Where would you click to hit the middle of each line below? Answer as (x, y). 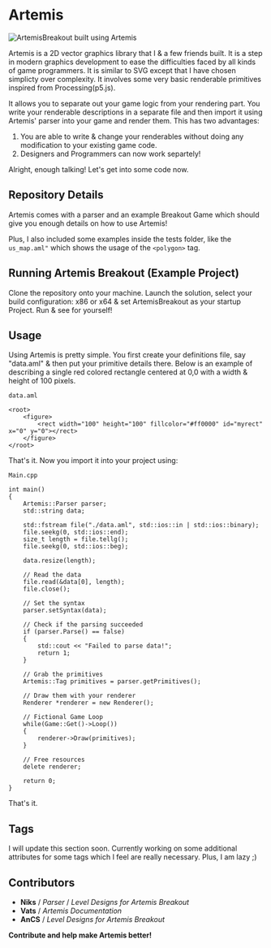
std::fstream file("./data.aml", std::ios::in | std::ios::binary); (141, 526)
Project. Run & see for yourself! (60, 310)
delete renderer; (52, 767)
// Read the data (52, 575)
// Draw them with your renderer (80, 696)
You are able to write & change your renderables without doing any (132, 136)
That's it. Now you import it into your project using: (93, 461)
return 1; (54, 653)
